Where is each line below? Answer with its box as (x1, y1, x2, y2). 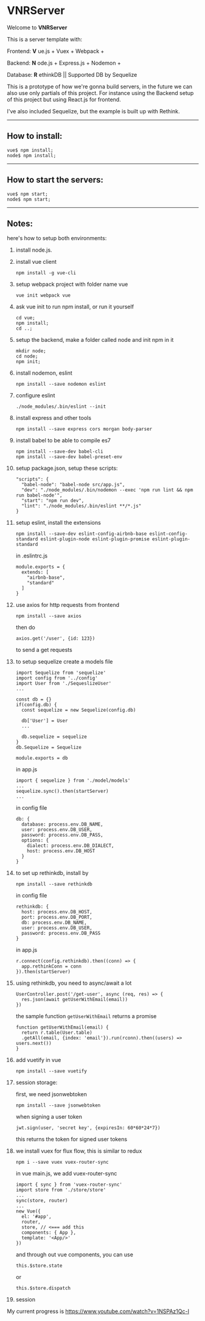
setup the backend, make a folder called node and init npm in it (15, 336, 174, 344)
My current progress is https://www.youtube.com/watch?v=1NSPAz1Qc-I (7, 1308, 189, 1315)
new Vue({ (15, 1208, 41, 1214)
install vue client (15, 258, 57, 266)
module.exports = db (15, 755, 68, 762)
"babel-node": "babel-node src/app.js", (21, 482, 125, 488)
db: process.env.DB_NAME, (21, 919, 87, 926)
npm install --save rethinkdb (15, 881, 93, 887)
